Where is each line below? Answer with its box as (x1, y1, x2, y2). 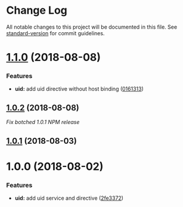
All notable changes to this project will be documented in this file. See (6, 23, 178, 30)
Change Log (6, 4, 67, 17)
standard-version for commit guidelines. (6, 29, 105, 36)
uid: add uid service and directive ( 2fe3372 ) (14, 194, 124, 202)
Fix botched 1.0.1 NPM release (6, 119, 80, 126)
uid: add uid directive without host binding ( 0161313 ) (14, 85, 144, 92)
